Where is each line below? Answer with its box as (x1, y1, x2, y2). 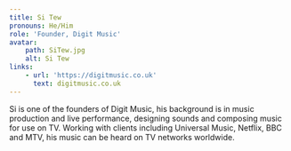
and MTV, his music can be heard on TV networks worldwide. (9, 131, 235, 142)
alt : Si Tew (25, 54, 69, 63)
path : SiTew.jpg (25, 46, 86, 55)
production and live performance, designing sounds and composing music (9, 113, 282, 123)
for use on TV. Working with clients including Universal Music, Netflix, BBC (9, 122, 283, 133)
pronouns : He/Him (9, 21, 74, 30)
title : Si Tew (9, 12, 62, 22)
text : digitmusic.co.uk (32, 79, 122, 88)
